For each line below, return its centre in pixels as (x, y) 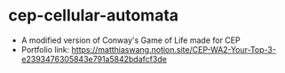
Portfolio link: (45, 49)
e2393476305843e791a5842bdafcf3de (94, 59)
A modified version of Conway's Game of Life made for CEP (131, 40)
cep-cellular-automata (94, 16)
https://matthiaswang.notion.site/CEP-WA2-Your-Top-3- (174, 49)
